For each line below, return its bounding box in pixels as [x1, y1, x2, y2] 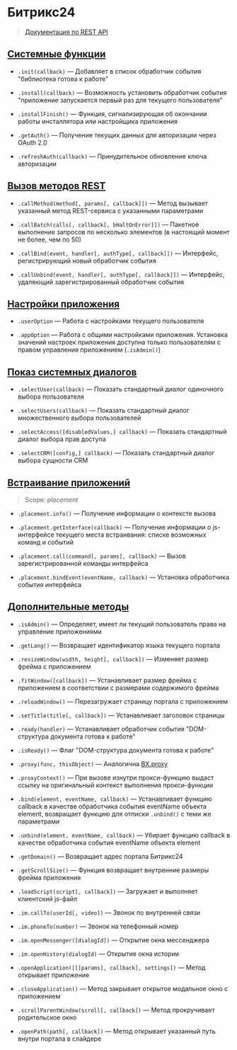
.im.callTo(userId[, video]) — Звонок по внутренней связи [17, 908, 200, 917]
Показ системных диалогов [7, 366, 137, 378]
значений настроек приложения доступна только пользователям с [17, 338, 221, 347]
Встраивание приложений [7, 477, 131, 489]
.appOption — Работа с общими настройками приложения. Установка [17, 331, 228, 339]
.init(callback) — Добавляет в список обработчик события [17, 67, 202, 75]
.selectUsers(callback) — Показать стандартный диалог [17, 406, 190, 415]
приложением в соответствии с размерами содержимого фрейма [17, 683, 219, 692]
